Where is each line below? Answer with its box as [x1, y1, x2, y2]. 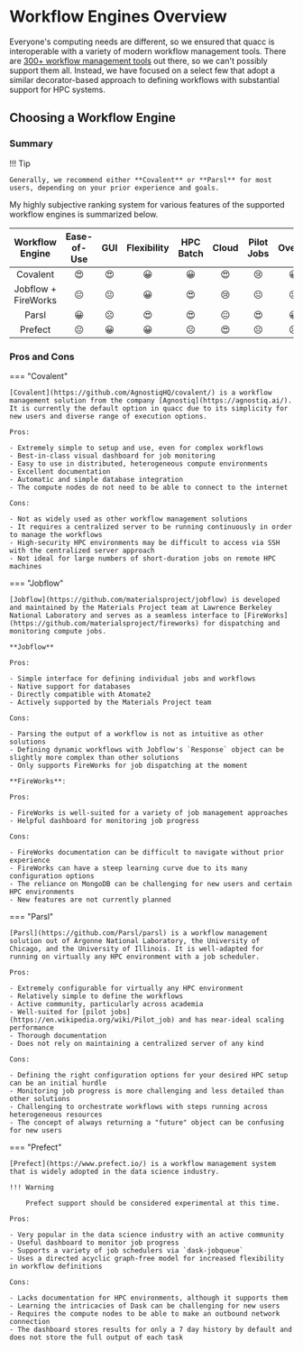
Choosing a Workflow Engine [9, 110, 176, 125]
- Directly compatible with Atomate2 [9, 689, 151, 699]
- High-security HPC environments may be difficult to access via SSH [9, 538, 280, 547]
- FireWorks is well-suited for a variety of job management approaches [9, 808, 289, 818]
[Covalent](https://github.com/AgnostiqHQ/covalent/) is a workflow [9, 388, 272, 397]
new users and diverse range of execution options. [9, 412, 207, 421]
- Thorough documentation [9, 1031, 106, 1040]
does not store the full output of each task [9, 1333, 183, 1342]
